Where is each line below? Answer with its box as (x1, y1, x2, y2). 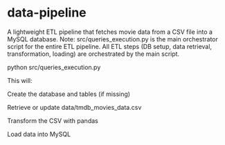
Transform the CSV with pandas (7, 116, 98, 125)
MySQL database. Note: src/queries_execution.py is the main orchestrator (7, 35, 218, 43)
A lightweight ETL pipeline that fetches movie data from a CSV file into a (7, 28, 213, 36)
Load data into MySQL (7, 130, 71, 138)
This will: (7, 76, 33, 84)
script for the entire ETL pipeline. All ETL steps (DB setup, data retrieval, (7, 42, 213, 50)
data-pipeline (7, 5, 87, 21)
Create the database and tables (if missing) (7, 90, 130, 98)
